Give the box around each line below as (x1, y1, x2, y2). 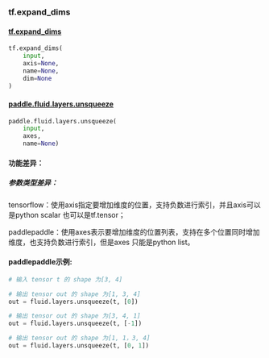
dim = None (23, 74, 52, 82)
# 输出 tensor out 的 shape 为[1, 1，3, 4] (8, 334, 151, 343)
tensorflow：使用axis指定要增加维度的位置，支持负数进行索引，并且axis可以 (8, 200, 261, 210)
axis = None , (23, 59, 60, 67)
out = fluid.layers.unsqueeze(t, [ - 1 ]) (8, 319, 143, 328)
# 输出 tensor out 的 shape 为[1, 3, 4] (8, 289, 141, 298)
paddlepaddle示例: (8, 257, 72, 267)
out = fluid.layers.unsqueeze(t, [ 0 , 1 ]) (8, 342, 150, 350)
